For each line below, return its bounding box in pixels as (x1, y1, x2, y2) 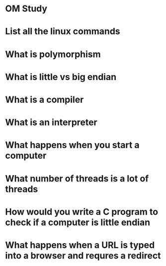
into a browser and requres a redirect (5, 250, 161, 261)
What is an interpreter (5, 117, 98, 128)
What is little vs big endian (5, 71, 117, 83)
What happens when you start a (5, 140, 140, 151)
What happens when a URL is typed (5, 239, 155, 251)
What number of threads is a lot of (5, 173, 149, 184)
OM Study (5, 3, 48, 14)
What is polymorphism (5, 48, 101, 60)
